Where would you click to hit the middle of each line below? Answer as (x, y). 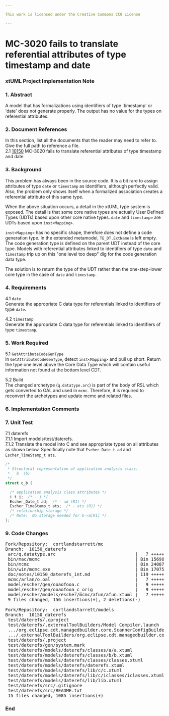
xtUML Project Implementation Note (50, 81)
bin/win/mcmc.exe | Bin (78, 569)
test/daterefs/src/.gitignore (45, 686)
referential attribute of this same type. (45, 197)
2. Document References (36, 129)
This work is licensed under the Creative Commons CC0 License (73, 14)
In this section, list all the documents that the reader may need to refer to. (81, 140)
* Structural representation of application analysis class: (73, 469)
